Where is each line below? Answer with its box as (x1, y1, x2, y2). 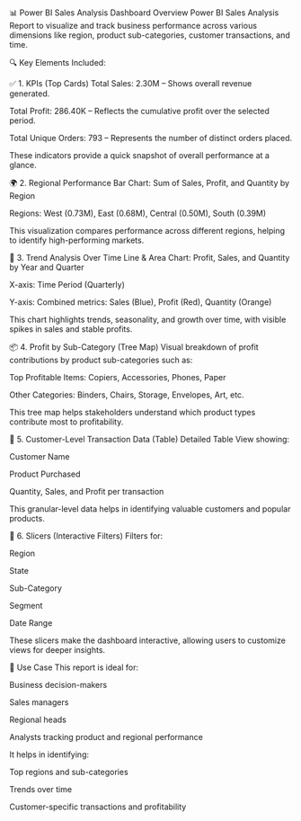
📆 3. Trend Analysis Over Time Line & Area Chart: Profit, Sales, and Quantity (9, 253, 290, 263)
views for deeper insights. (9, 645, 106, 655)
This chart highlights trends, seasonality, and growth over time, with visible (9, 314, 287, 325)
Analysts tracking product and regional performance (9, 732, 204, 742)
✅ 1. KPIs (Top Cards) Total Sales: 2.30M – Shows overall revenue (9, 78, 252, 88)
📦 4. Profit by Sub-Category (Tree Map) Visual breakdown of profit (9, 342, 259, 352)
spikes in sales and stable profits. (9, 324, 133, 335)
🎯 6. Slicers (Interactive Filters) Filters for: (9, 531, 164, 541)
